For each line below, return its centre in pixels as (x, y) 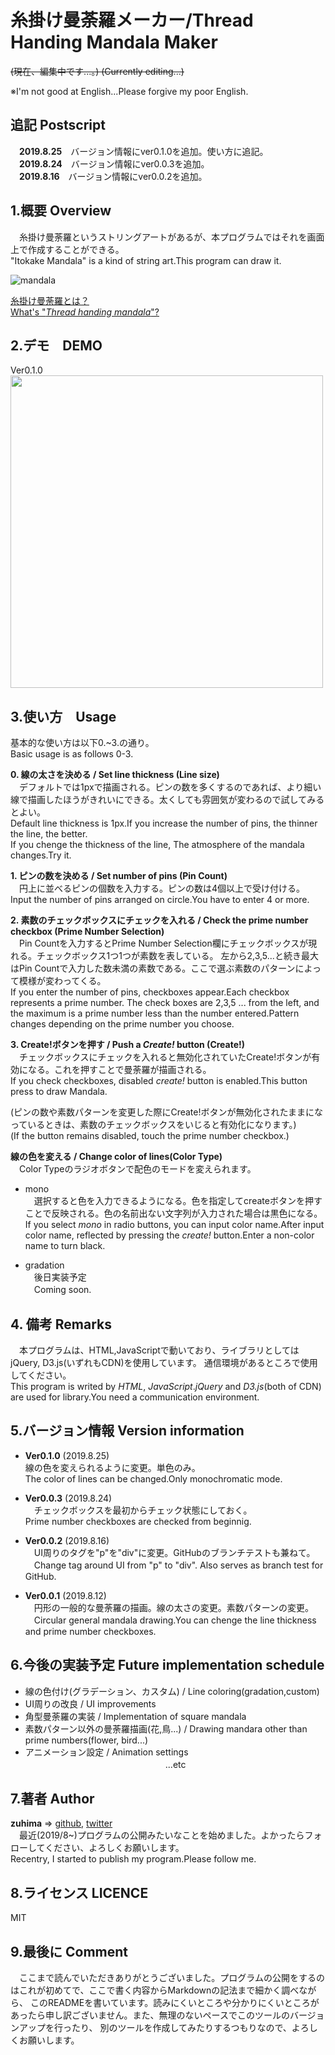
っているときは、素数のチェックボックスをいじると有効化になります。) (153, 1125)
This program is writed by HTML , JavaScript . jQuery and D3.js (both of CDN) (166, 1386)
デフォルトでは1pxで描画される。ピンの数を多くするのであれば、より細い (170, 787)
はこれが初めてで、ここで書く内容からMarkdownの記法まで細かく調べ (155, 1990)
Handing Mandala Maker (114, 42)
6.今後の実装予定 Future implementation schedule (167, 1665)
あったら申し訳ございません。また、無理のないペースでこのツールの (150, 2015)
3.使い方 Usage (63, 716)
